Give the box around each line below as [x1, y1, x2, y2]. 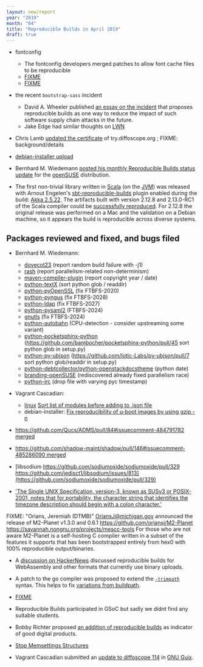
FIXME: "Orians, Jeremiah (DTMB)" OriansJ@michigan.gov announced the [6, 512, 193, 519]
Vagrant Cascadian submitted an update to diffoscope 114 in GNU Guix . [15, 654, 194, 661]
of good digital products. [15, 630, 77, 637]
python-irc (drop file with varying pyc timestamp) [24, 378, 148, 385]
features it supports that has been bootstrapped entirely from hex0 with [6, 538, 186, 546]
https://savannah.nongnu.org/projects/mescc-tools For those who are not [6, 525, 191, 533]
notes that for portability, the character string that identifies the [30, 494, 188, 501]
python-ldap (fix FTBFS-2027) [24, 300, 100, 307]
